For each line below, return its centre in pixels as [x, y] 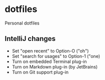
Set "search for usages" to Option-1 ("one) [56, 56]
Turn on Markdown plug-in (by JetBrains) [55, 66]
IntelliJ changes [30, 39]
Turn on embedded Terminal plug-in [49, 61]
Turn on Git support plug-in [40, 72]
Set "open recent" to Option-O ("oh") [50, 50]
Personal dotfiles [22, 23]
